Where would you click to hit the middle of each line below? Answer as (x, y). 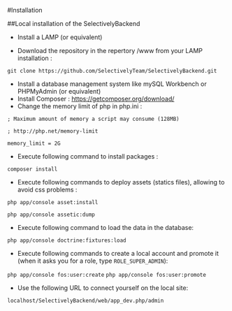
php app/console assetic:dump (51, 215)
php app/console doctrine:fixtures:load (67, 240)
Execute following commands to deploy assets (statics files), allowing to (121, 182)
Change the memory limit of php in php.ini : (80, 106)
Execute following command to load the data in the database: (106, 227)
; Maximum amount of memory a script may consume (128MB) (93, 119)
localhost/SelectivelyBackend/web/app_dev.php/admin (86, 301)
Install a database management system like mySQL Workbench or (112, 84)
